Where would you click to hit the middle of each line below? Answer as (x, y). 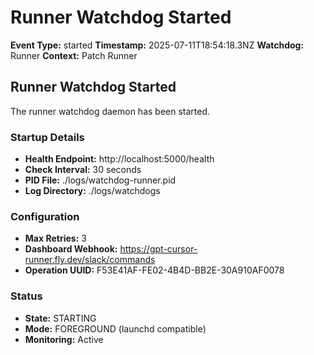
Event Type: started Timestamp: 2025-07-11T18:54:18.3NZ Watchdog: (157, 45)
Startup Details (47, 137)
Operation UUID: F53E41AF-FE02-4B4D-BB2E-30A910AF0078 (154, 270)
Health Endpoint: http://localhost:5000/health (119, 159)
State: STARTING (60, 318)
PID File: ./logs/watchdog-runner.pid (100, 180)
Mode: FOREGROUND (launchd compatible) (115, 328)
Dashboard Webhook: (71, 249)
